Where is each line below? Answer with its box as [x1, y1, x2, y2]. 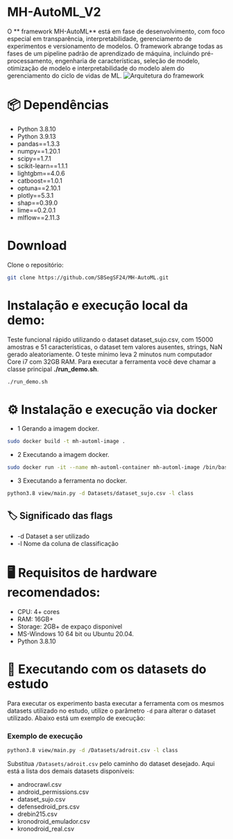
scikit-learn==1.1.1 [17, 161, 68, 170]
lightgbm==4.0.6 [17, 169, 65, 177]
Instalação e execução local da [7, 297, 189, 313]
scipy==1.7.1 [17, 154, 51, 163]
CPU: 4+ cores [17, 607, 60, 615]
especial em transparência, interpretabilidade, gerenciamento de [7, 34, 192, 42]
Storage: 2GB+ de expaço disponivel [17, 622, 123, 631]
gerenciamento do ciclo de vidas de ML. [7, 71, 122, 80]
